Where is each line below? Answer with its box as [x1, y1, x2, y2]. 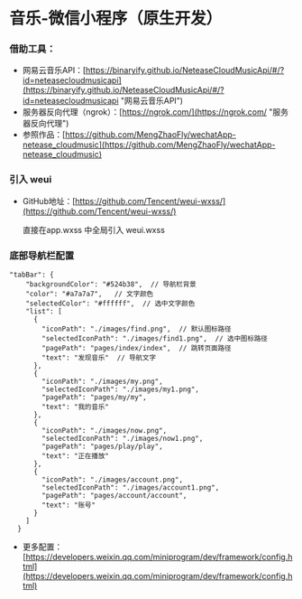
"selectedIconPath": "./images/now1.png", [41, 435, 204, 444]
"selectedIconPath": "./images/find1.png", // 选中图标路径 [41, 334, 268, 343]
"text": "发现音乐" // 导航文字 [41, 353, 156, 362]
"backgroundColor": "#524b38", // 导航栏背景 [25, 280, 197, 289]
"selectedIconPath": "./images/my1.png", [41, 385, 200, 394]
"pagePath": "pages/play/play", [41, 442, 164, 452]
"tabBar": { [9, 270, 54, 280]
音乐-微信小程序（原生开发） [9, 8, 223, 29]
